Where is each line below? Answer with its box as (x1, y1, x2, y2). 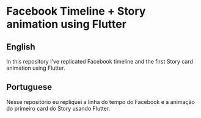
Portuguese (6, 82, 53, 92)
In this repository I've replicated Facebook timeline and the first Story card (6, 58, 194, 65)
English (6, 42, 35, 52)
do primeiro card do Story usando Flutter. (6, 105, 111, 112)
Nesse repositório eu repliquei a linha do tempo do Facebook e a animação (6, 98, 196, 105)
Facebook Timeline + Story (6, 4, 146, 18)
